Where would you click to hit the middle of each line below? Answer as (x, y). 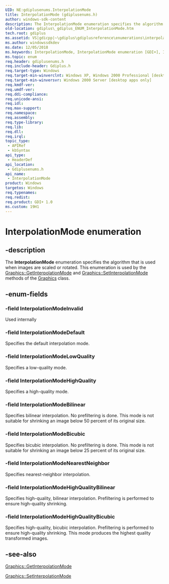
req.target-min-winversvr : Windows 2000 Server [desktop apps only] (78, 80)
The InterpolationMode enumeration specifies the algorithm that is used (80, 262)
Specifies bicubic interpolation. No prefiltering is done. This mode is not (80, 445)
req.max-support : (23, 108)
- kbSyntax (19, 151)
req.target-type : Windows (32, 71)
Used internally (21, 319)
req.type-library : (24, 122)
